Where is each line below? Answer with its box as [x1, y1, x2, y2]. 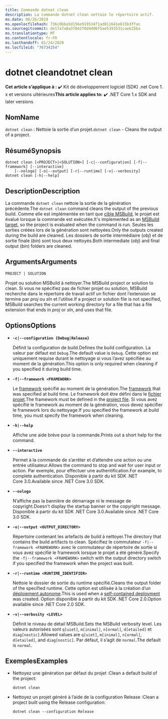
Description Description [5, 187, 80, 195]
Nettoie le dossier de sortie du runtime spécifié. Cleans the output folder [12, 580, 161, 586]
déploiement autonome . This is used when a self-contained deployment [12, 590, 160, 596]
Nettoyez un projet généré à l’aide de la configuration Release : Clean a [12, 694, 159, 700]
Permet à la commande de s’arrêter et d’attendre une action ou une [12, 457, 152, 463]
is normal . [12, 642, 33, 648]
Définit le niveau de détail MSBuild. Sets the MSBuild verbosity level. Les [12, 621, 162, 627]
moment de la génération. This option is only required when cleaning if [12, 360, 158, 366]
